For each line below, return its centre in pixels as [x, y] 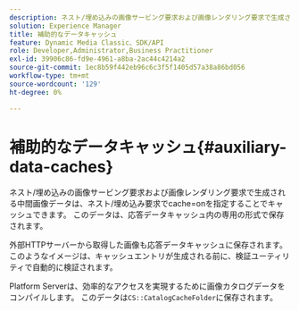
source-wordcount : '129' [55, 84]
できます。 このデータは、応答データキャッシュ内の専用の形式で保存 [158, 214]
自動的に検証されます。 [75, 267]
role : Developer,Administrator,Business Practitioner [112, 51]
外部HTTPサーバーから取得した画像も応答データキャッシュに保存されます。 [148, 245]
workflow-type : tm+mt [50, 76]
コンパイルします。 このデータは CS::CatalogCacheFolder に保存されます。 [144, 298]
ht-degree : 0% [36, 92]
